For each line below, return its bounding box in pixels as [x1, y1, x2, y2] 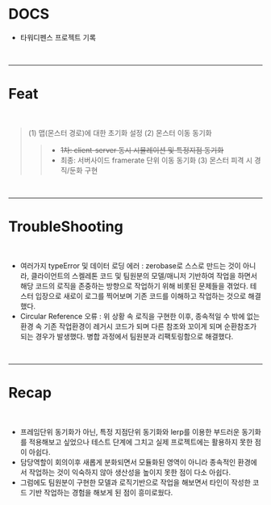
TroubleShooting [8, 217, 123, 236]
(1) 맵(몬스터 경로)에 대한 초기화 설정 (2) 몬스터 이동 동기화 [27, 128, 212, 137]
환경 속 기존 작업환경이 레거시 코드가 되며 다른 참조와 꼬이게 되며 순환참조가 [19, 321, 257, 331]
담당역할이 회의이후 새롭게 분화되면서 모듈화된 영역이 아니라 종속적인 [19, 457, 236, 467]
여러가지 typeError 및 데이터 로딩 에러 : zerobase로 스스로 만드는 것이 [19, 260, 241, 271]
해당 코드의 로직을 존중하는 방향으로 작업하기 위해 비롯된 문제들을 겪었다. [19, 280, 248, 291]
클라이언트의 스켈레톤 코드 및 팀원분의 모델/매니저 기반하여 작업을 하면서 [31, 271, 258, 280]
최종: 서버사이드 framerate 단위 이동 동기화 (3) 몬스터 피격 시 [60, 155, 252, 165]
